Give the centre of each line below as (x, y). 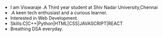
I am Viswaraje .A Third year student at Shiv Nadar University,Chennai (84, 7)
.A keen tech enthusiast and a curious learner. (59, 13)
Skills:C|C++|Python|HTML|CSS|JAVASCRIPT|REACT (66, 23)
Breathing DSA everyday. (37, 29)
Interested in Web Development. (44, 18)
